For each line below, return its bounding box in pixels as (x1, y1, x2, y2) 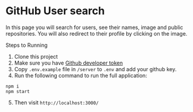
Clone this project (14, 53, 58, 60)
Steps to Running (5, 41, 48, 49)
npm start (5, 88, 30, 94)
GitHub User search (5, 4, 105, 18)
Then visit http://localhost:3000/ (14, 99, 99, 106)
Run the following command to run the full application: (14, 72, 147, 79)
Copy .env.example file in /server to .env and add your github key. (14, 65, 177, 72)
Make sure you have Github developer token (14, 59, 123, 66)
